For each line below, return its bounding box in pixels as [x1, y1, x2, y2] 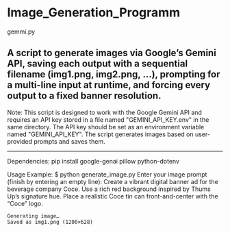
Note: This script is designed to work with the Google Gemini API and [7, 108, 202, 116]
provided [7, 137, 33, 145]
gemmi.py [7, 27, 36, 36]
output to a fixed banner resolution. [7, 90, 162, 102]
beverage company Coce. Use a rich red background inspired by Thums [7, 185, 211, 193]
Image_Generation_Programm [7, 5, 181, 21]
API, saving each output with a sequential [7, 58, 188, 70]
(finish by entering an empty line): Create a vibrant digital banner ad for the [7, 177, 219, 185]
